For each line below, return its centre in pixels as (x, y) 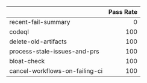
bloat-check (27, 61)
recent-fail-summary (40, 22)
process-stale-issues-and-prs (54, 51)
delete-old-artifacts (38, 41)
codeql (19, 32)
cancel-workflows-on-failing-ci (56, 71)
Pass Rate (123, 12)
